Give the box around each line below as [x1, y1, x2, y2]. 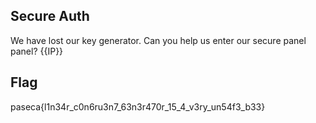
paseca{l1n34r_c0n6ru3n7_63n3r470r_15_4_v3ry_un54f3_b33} [10, 100, 266, 113]
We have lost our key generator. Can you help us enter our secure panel [10, 34, 307, 46]
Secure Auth [10, 8, 90, 25]
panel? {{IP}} [10, 45, 64, 57]
